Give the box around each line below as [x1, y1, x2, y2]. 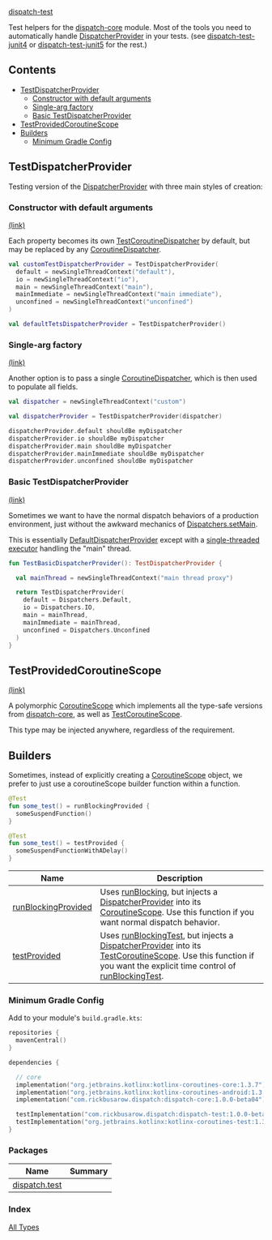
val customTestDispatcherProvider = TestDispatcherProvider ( [8, 260, 219, 268]
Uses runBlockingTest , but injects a [100, 930, 234, 942]
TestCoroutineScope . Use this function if [100, 950, 255, 962]
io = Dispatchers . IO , [23, 603, 96, 611]
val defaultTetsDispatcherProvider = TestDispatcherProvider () [8, 320, 227, 328]
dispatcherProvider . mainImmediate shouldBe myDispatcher [8, 449, 205, 457]
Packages [8, 1144, 49, 1156]
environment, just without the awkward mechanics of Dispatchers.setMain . [8, 519, 258, 529]
